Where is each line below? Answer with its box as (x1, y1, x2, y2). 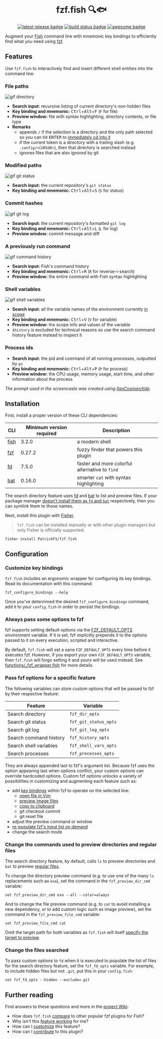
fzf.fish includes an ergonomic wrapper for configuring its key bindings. (5, 575, 152, 581)
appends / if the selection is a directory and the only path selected (19, 129, 153, 135)
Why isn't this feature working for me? (12, 1019, 89, 1024)
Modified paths (5, 162, 42, 168)
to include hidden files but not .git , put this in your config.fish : (5, 968, 133, 974)
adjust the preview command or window (12, 818, 93, 824)
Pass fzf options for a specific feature (5, 674, 96, 681)
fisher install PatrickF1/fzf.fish (5, 537, 77, 541)
